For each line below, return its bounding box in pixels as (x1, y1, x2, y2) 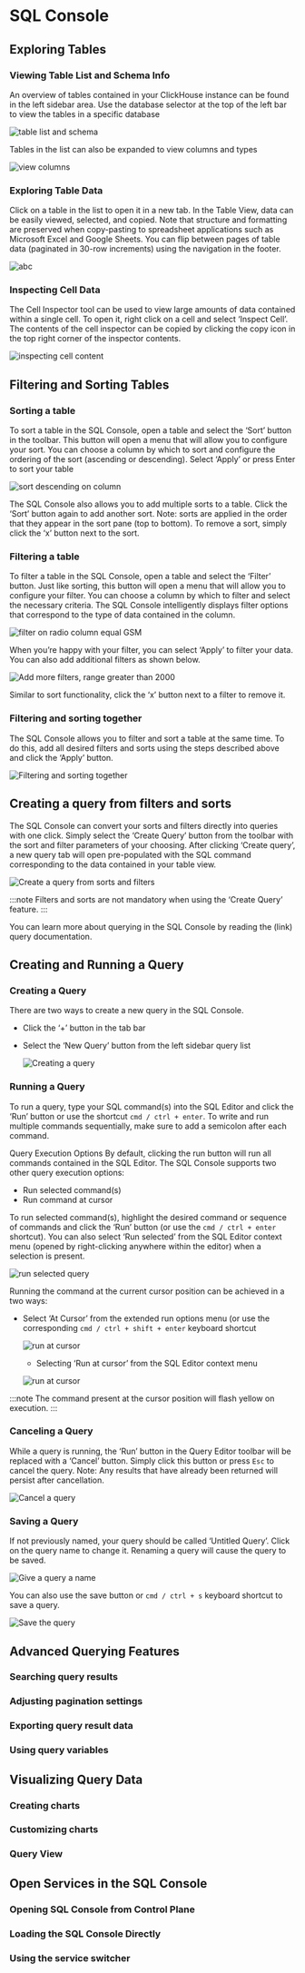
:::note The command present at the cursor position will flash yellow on (9, 1393, 275, 1404)
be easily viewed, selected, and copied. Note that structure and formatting (9, 214, 288, 225)
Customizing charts (9, 1823, 99, 1836)
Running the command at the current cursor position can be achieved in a (9, 1286, 285, 1297)
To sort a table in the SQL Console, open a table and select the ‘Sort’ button (9, 425, 292, 436)
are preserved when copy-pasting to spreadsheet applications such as (9, 224, 274, 235)
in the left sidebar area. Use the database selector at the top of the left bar (9, 99, 288, 110)
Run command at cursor (22, 1194, 113, 1205)
